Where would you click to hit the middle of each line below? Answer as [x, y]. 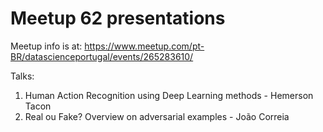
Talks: [22, 76]
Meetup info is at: [46, 46]
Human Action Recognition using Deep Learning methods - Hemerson [169, 95]
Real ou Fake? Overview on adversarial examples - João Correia [157, 116]
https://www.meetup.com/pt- [144, 46]
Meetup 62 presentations [118, 18]
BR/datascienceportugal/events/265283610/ [102, 56]
